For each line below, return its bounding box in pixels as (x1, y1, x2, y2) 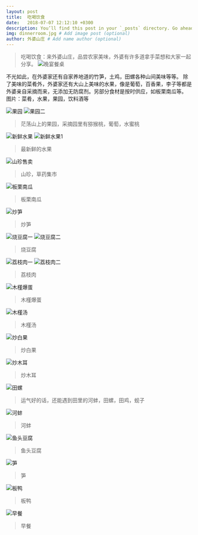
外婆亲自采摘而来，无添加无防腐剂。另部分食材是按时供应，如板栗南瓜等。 (6, 88, 187, 95)
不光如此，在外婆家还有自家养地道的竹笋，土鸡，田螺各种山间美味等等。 (6, 73, 181, 80)
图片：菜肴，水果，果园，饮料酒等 (6, 95, 89, 102)
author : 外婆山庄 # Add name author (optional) (6, 36, 122, 42)
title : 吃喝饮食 (6, 14, 45, 20)
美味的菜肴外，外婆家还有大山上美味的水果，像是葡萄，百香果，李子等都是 (11, 80, 192, 87)
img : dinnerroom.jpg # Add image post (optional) (6, 31, 131, 37)
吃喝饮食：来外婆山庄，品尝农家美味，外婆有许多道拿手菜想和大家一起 (20, 53, 192, 60)
